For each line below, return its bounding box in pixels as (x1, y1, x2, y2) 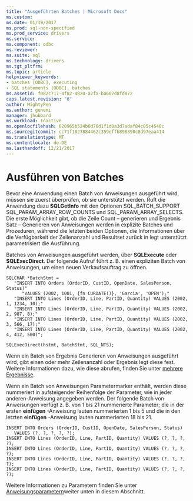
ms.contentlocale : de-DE (6, 139, 67, 146)
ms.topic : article (6, 69, 51, 75)
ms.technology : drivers (6, 58, 65, 64)
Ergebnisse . (6, 371, 35, 378)
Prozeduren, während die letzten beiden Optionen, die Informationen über (6, 228, 185, 235)
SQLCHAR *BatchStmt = (6, 275, 59, 281)
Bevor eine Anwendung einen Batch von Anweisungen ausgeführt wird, (6, 190, 179, 197)
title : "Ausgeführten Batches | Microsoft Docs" (6, 8, 128, 15)
